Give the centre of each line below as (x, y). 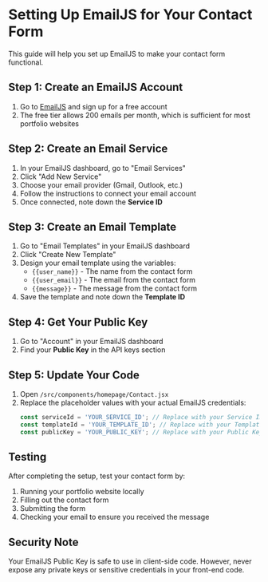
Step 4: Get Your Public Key (78, 322)
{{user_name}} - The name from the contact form (112, 271)
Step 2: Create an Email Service (88, 149)
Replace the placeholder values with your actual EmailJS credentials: (133, 402)
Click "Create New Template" (68, 255)
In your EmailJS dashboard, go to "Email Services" (102, 168)
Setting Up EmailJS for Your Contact (130, 15)
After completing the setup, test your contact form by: (97, 476)
